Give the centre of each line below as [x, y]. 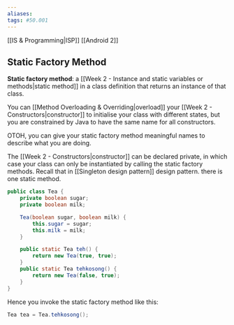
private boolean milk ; [53, 205]
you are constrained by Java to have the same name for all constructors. [111, 122]
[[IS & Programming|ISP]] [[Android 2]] [63, 40]
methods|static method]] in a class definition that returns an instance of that [117, 86]
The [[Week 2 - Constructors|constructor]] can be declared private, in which [117, 157]
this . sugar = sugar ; [62, 224]
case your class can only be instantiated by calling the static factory [105, 164]
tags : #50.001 [28, 20]
